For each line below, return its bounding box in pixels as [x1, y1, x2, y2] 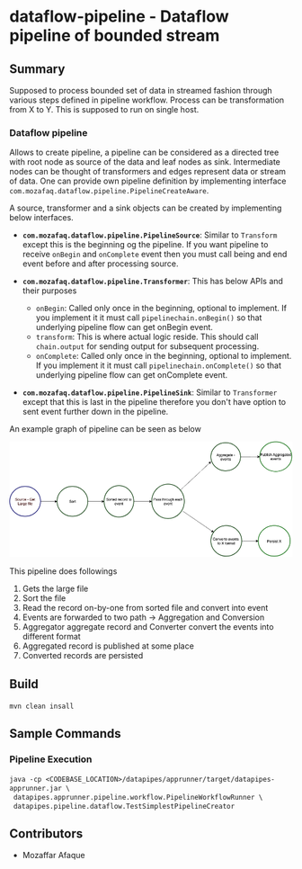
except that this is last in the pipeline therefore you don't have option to [22, 397, 287, 408]
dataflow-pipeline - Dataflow [9, 6, 229, 27]
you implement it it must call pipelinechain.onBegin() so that [35, 312, 262, 323]
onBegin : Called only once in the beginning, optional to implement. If [35, 303, 288, 314]
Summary [9, 61, 66, 76]
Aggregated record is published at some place [22, 641, 195, 651]
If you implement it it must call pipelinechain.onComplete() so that [35, 360, 281, 371]
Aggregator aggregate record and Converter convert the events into [22, 622, 274, 632]
